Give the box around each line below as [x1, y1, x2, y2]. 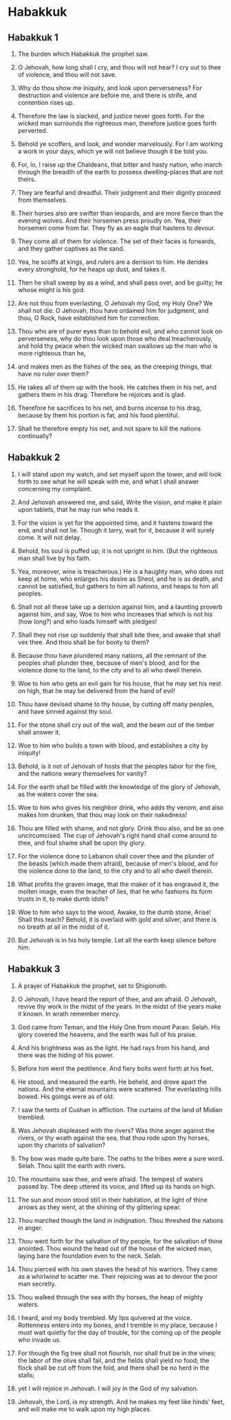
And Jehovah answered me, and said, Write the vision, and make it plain [17, 497, 222, 506]
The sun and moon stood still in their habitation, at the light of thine [17, 1195, 208, 1204]
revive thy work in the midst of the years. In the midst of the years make [17, 1002, 221, 1010]
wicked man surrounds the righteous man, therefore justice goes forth [17, 119, 217, 127]
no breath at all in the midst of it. [17, 923, 110, 931]
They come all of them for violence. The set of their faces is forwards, [17, 237, 216, 245]
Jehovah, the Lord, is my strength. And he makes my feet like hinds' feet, [17, 1397, 225, 1406]
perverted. [17, 127, 48, 134]
